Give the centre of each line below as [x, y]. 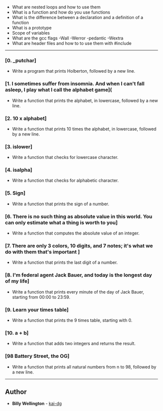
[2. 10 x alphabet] [26, 118]
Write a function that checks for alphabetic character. [65, 180]
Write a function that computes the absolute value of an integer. [76, 233]
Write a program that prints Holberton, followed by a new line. [74, 71]
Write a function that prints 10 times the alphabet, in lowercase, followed [84, 129]
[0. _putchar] [21, 60]
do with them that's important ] [42, 252]
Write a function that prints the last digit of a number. [65, 262]
